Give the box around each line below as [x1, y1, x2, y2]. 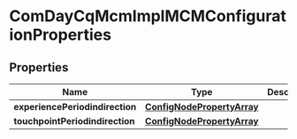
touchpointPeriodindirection [13, 115, 135, 127]
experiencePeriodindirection [13, 101, 137, 113]
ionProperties [9, 25, 112, 45]
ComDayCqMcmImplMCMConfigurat [9, 6, 287, 26]
